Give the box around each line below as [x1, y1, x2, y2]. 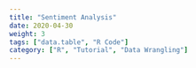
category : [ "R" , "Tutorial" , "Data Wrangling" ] [9, 46, 189, 55]
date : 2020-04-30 [9, 21, 74, 30]
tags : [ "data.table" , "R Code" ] [9, 37, 129, 47]
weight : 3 [9, 29, 46, 38]
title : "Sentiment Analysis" [9, 12, 117, 22]
